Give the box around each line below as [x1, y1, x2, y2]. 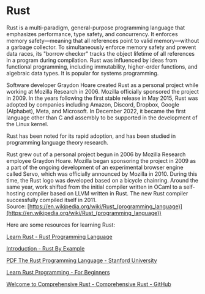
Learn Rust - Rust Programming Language [6, 233, 113, 240]
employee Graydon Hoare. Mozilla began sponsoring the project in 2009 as [6, 157, 196, 164]
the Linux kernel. [6, 120, 49, 127]
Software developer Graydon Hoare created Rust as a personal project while [6, 81, 199, 89]
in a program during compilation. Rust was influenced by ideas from [6, 56, 177, 64]
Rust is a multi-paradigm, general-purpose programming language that [6, 24, 185, 31]
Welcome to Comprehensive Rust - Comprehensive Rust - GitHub [6, 280, 171, 288]
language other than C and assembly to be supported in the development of [6, 114, 198, 121]
